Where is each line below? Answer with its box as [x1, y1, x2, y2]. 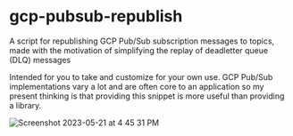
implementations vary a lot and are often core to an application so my [9, 81, 264, 92]
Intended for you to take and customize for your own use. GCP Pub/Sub [9, 71, 273, 82]
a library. [9, 100, 42, 110]
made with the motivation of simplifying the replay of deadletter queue [9, 44, 269, 55]
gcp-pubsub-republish [9, 6, 183, 27]
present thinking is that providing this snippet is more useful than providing [9, 91, 285, 101]
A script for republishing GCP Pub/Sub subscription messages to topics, [9, 36, 275, 46]
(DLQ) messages [9, 54, 71, 65]
